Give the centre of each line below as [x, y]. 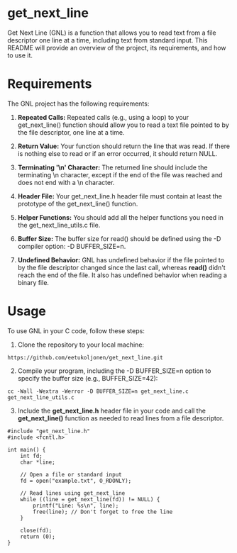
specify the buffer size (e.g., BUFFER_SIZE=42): [88, 378]
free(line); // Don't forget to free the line [103, 512]
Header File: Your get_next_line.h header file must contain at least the [120, 196]
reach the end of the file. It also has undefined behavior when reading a [122, 275]
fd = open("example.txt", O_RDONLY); [76, 481]
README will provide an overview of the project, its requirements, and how [117, 48]
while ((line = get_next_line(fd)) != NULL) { [90, 499]
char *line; [38, 462]
